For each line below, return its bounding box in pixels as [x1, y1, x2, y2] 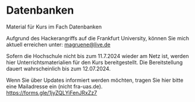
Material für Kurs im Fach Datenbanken [6, 23, 102, 30]
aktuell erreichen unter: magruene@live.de [6, 41, 111, 48]
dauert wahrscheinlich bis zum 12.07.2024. [6, 65, 111, 72]
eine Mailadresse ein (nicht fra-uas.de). [6, 82, 103, 90]
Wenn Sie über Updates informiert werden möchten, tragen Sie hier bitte [6, 76, 184, 84]
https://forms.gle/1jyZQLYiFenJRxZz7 [6, 89, 97, 96]
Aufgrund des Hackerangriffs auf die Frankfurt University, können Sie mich [6, 34, 189, 42]
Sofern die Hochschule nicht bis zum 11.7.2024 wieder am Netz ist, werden [6, 52, 189, 59]
